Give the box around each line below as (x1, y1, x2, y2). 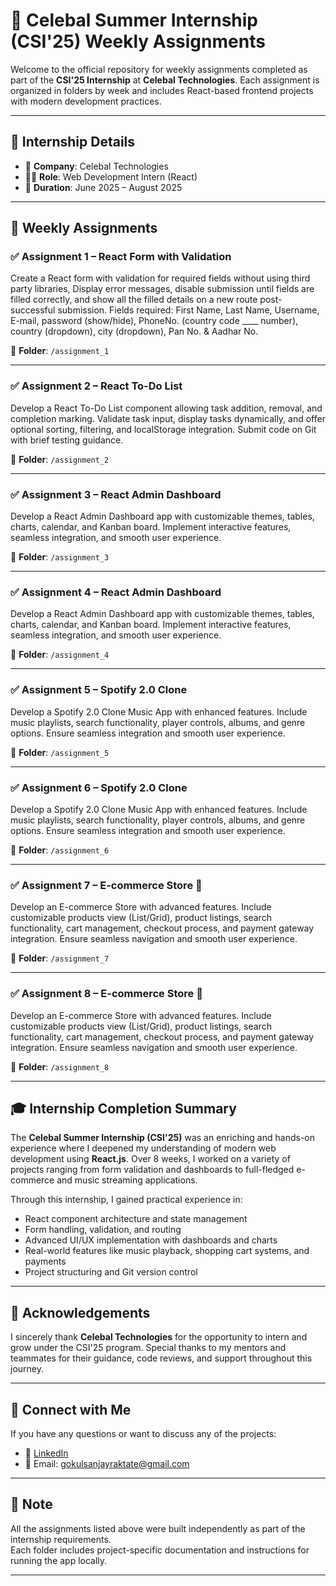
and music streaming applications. (56, 1174, 198, 1186)
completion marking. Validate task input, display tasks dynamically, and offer (10, 412, 326, 424)
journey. (10, 1363, 44, 1375)
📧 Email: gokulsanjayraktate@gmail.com (24, 1457, 190, 1469)
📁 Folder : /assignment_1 (10, 345, 110, 357)
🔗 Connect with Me (10, 1401, 132, 1418)
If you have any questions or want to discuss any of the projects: (10, 1427, 277, 1439)
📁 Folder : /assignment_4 (10, 649, 110, 661)
